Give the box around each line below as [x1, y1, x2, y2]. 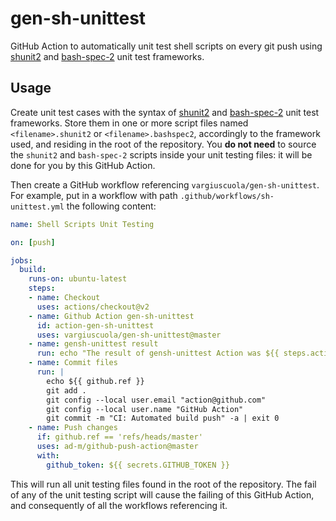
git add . [46, 385, 87, 396]
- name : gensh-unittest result [28, 339, 159, 349]
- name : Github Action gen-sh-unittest [28, 311, 195, 321]
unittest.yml [10, 202, 65, 212]
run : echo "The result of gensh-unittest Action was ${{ [36, 348, 280, 359]
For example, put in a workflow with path [10, 189, 178, 201]
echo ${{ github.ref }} [46, 376, 145, 386]
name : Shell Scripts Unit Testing [10, 219, 155, 229]
